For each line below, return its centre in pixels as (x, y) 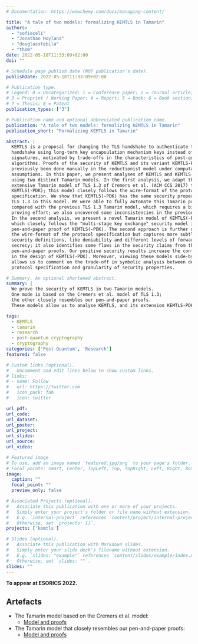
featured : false (26, 354)
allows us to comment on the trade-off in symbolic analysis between (98, 262)
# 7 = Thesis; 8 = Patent (38, 104)
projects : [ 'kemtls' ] (33, 529)
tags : (13, 316)
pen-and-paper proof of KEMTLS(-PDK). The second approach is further (100, 229)
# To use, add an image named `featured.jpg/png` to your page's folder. (99, 463)
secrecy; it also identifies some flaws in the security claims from (98, 246)
